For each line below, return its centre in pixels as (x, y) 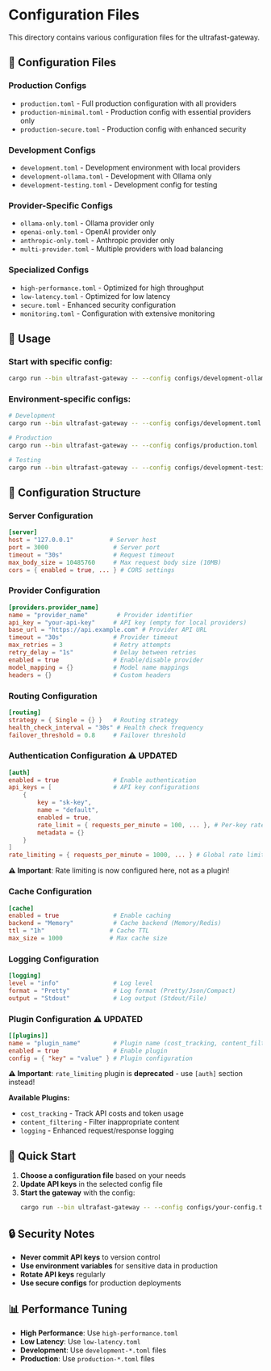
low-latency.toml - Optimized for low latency (95, 296)
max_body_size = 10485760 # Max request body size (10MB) (115, 562)
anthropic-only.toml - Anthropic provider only (97, 241)
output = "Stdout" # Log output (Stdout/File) (108, 998)
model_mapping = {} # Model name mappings (99, 667)
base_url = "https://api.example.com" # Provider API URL (108, 630)
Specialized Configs (49, 270)
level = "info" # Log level (81, 983)
